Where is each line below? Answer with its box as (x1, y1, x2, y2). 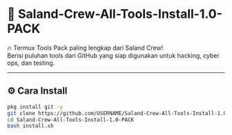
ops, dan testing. (7, 59, 55, 67)
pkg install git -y (7, 103, 64, 110)
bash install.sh (7, 123, 54, 129)
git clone (7, 110, 36, 116)
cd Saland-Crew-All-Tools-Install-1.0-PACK (7, 116, 135, 123)
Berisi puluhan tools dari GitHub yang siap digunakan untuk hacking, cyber (7, 51, 220, 59)
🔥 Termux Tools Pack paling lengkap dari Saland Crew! (7, 43, 164, 52)
